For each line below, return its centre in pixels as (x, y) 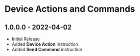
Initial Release (26, 39)
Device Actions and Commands (70, 9)
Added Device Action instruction (45, 44)
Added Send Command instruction (47, 49)
